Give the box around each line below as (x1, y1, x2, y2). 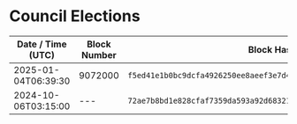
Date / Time (16, 38, 67, 50)
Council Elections (9, 6, 141, 26)
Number (80, 48, 117, 61)
